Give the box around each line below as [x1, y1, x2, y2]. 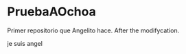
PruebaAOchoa [7, 4, 96, 20]
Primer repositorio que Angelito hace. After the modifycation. [7, 26, 180, 34]
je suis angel [7, 39, 43, 47]
